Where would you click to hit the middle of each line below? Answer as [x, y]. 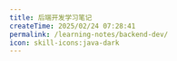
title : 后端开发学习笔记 [51, 17]
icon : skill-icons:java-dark [64, 43]
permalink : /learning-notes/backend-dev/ [89, 34]
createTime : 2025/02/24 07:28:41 [73, 26]
